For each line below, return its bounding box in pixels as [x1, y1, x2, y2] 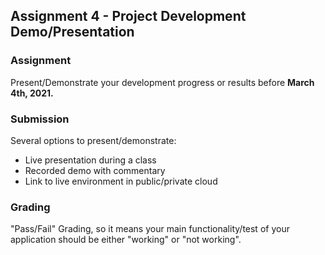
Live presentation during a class [24, 154, 157, 166]
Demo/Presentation [10, 24, 135, 41]
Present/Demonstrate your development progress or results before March [10, 76, 315, 88]
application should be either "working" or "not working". [10, 234, 242, 246]
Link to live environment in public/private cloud [24, 175, 218, 187]
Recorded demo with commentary [24, 164, 166, 176]
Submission [10, 112, 70, 126]
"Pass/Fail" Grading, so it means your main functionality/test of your [10, 223, 290, 235]
